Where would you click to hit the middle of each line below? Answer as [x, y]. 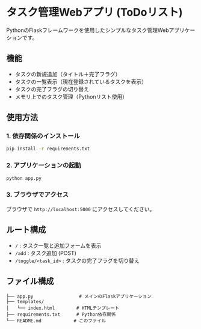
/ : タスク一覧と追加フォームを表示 [58, 245]
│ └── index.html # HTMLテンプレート [63, 308]
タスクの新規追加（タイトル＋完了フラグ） [68, 74]
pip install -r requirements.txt [48, 149]
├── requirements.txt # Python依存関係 [61, 315]
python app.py [24, 178]
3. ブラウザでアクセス [38, 195]
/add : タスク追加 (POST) [46, 253]
